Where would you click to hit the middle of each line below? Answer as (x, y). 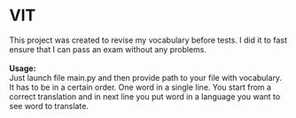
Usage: (23, 68)
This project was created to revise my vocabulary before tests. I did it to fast (148, 40)
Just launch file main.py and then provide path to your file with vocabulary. (145, 77)
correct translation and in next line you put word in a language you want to (145, 96)
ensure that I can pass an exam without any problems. (108, 49)
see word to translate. (49, 106)
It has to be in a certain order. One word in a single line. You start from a (140, 87)
